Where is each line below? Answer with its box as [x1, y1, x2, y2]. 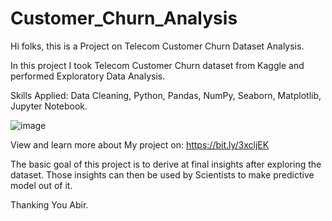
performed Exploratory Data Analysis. [10, 70, 166, 82]
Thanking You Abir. [10, 198, 89, 211]
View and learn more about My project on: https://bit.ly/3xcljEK [10, 138, 270, 151]
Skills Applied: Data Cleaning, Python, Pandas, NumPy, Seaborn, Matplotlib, [10, 89, 322, 101]
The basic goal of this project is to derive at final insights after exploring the [10, 158, 322, 170]
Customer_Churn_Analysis [10, 7, 238, 30]
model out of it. [10, 179, 73, 191]
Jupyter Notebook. [10, 100, 88, 112]
